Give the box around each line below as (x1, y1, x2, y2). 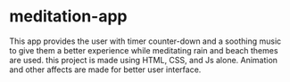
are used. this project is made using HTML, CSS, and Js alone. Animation (9, 54, 278, 65)
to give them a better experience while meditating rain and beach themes (9, 45, 278, 55)
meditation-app (9, 6, 128, 27)
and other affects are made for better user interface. (9, 64, 202, 75)
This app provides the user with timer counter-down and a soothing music (9, 36, 282, 46)
